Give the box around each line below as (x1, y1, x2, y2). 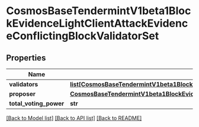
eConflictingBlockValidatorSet (6, 30, 159, 43)
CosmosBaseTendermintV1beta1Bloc (6, 4, 191, 18)
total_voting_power (9, 99, 65, 108)
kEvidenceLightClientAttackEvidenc (6, 17, 188, 30)
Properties (6, 53, 46, 63)
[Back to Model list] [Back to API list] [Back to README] (6, 115, 142, 122)
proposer (9, 90, 36, 98)
